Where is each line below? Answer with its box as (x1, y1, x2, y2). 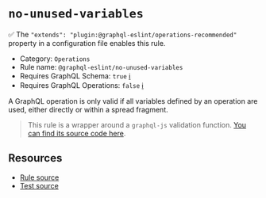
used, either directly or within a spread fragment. (8, 105, 168, 114)
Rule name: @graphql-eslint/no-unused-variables (19, 62, 183, 71)
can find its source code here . (27, 128, 126, 138)
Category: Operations (19, 54, 91, 63)
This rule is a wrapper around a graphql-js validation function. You (27, 120, 247, 129)
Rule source (19, 173, 60, 182)
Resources (8, 151, 63, 165)
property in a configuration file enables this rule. (8, 38, 166, 48)
